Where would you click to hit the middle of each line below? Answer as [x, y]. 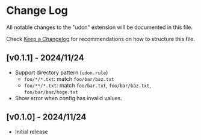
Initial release [31, 132]
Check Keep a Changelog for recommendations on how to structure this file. [101, 39]
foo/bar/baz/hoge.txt [51, 92]
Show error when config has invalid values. [68, 98]
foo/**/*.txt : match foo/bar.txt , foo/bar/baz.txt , [88, 85]
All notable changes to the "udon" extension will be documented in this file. [99, 27]
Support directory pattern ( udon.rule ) [61, 72]
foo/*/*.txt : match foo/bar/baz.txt [69, 78]
